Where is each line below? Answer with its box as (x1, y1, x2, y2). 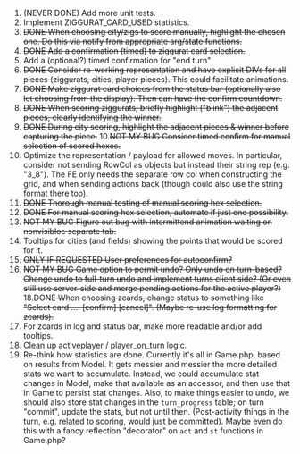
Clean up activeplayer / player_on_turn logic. (22, 340, 187, 350)
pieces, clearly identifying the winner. (22, 112, 162, 122)
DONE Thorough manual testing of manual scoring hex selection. (22, 198, 262, 208)
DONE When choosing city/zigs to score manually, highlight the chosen (22, 27, 286, 37)
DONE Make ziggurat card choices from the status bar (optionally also (22, 84, 281, 94)
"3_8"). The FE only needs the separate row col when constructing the (22, 169, 282, 180)
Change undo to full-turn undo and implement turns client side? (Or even (22, 273, 291, 284)
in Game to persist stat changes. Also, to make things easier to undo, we (22, 388, 290, 398)
